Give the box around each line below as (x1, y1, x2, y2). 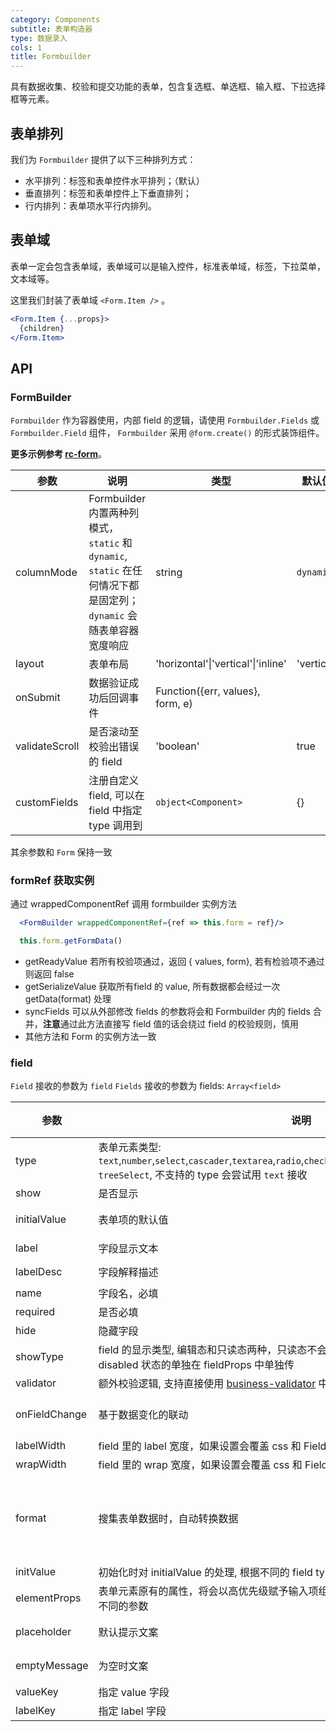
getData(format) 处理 (24, 993, 112, 1005)
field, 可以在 (88, 789, 145, 803)
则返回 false (24, 968, 75, 980)
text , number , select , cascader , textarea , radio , (98, 1154, 305, 1168)
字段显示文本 (98, 1242, 159, 1256)
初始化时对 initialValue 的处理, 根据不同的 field (98, 1566, 313, 1580)
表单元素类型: (98, 1141, 162, 1155)
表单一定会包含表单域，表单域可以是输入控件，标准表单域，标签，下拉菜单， (10, 260, 326, 272)
